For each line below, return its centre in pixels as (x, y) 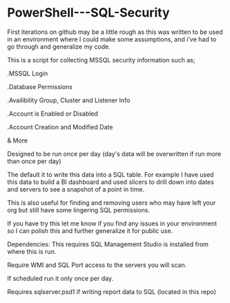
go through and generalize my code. (59, 46)
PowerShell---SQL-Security (89, 13)
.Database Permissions (40, 86)
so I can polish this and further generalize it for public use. (90, 230)
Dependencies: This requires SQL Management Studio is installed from (108, 244)
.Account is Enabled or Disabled (53, 113)
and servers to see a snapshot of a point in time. (76, 189)
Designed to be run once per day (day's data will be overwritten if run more (114, 154)
